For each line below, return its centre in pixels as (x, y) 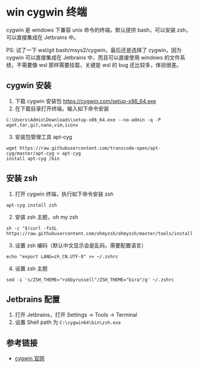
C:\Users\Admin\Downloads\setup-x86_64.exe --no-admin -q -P (84, 120)
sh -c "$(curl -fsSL (32, 228)
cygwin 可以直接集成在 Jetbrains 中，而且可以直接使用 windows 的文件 (93, 57)
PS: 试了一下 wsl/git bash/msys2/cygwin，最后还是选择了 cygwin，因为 (94, 50)
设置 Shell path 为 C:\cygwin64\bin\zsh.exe (68, 322)
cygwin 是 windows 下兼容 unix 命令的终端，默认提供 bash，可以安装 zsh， (99, 30)
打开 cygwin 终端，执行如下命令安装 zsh (64, 194)
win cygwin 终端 (47, 12)
